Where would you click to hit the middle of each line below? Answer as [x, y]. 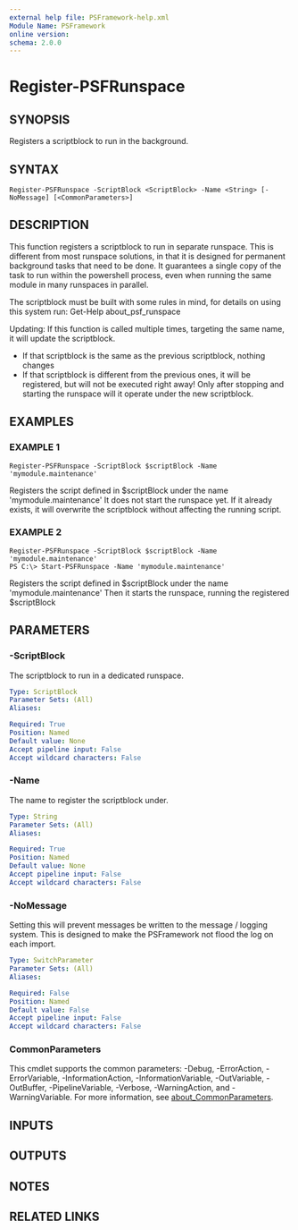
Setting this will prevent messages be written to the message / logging [138, 925]
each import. [33, 944]
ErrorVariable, [35, 1078]
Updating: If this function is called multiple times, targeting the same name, [147, 328]
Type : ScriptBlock [43, 691]
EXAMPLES [41, 422]
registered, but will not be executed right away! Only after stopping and [153, 384]
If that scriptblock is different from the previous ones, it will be [137, 374]
